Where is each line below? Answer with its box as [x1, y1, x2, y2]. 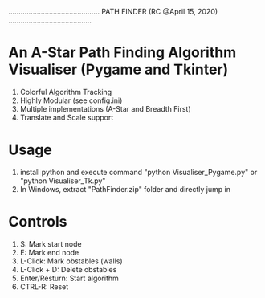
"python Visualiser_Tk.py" [19, 176, 106, 186]
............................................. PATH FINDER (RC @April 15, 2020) [8, 7, 218, 16]
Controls [8, 213, 67, 231]
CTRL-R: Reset [19, 281, 69, 292]
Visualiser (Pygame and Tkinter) [8, 60, 229, 79]
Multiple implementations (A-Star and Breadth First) [19, 104, 191, 113]
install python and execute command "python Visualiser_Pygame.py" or [19, 167, 258, 177]
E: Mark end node [19, 247, 79, 257]
